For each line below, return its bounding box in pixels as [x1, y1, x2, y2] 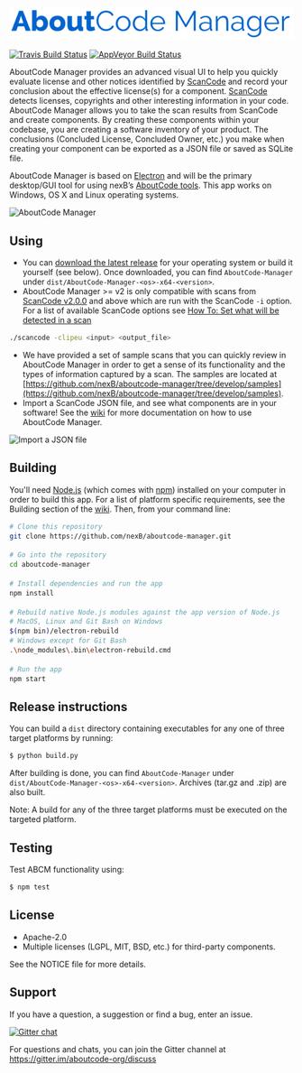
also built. [9, 787, 46, 798]
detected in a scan [22, 315, 92, 326]
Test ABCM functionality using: [9, 865, 124, 875]
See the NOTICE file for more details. [9, 958, 147, 969]
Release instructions [9, 698, 128, 715]
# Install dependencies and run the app [9, 578, 164, 588]
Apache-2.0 [22, 931, 68, 942]
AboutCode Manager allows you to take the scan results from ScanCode [9, 105, 279, 116]
